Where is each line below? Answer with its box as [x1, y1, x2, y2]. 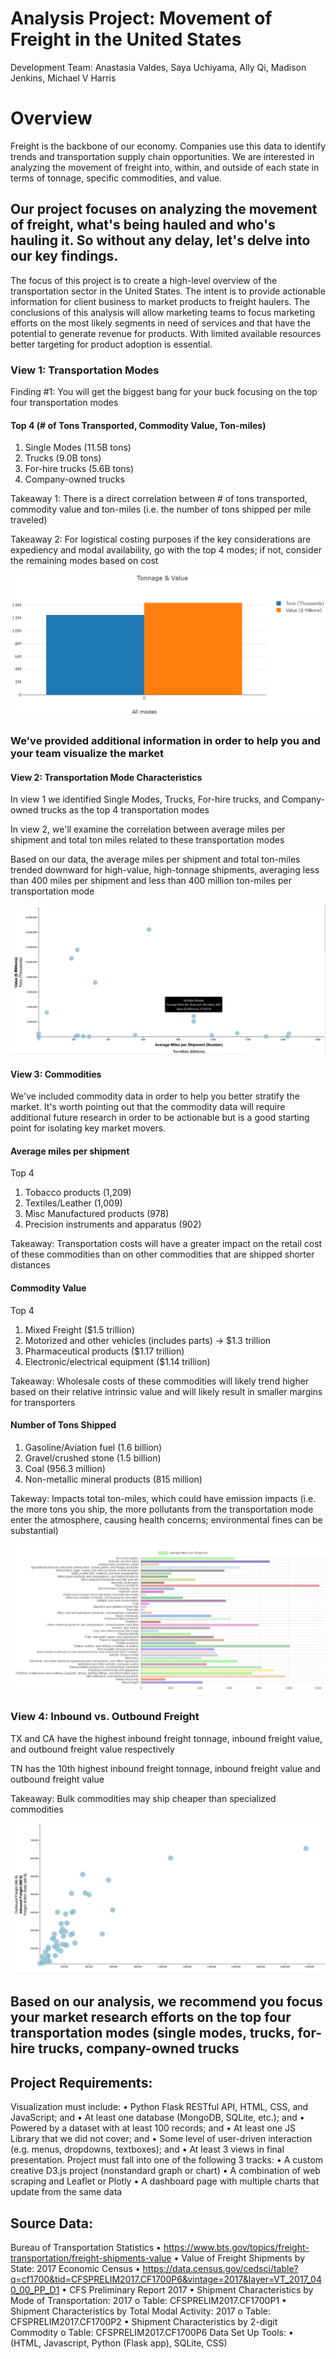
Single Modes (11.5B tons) [24, 442, 132, 454]
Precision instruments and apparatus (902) [24, 1218, 202, 1231]
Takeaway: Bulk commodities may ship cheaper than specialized [10, 1792, 277, 1804]
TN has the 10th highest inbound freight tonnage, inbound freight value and [10, 1762, 321, 1774]
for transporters [10, 1396, 76, 1408]
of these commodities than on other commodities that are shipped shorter [10, 1248, 315, 1261]
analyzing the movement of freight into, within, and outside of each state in [10, 161, 320, 173]
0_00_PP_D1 [10, 2284, 60, 2296]
